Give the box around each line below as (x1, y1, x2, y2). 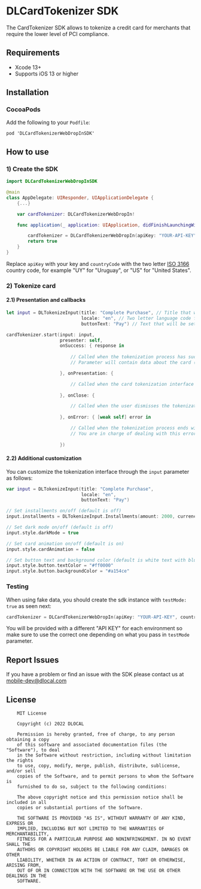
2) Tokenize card (6, 282, 56, 290)
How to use (6, 147, 49, 157)
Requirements (6, 48, 60, 58)
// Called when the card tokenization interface (70, 381, 194, 387)
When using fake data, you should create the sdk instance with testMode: (6, 596, 187, 603)
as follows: (6, 474, 33, 482)
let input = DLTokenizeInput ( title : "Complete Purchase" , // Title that (6, 310, 191, 316)
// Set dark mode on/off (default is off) (6, 524, 114, 531)
